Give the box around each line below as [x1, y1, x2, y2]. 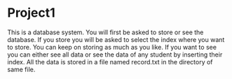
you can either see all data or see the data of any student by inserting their [7, 50, 223, 59]
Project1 [7, 5, 56, 21]
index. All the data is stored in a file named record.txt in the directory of [7, 57, 213, 66]
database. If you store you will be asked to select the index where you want [7, 35, 225, 43]
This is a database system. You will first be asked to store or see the [7, 28, 204, 36]
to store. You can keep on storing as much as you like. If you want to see [7, 43, 217, 51]
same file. [7, 65, 36, 73]
